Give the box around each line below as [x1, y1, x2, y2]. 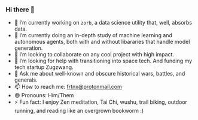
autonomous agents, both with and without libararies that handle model [14, 38, 190, 46]
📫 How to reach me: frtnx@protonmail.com [14, 83, 122, 91]
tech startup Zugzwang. [14, 64, 74, 71]
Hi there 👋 [5, 5, 35, 14]
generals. [14, 76, 38, 83]
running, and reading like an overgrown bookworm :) [14, 107, 144, 115]
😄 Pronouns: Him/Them [14, 92, 74, 99]
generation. [14, 44, 43, 52]
